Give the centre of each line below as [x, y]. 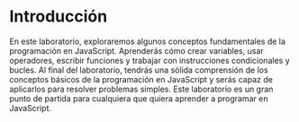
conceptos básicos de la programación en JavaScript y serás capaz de [141, 79]
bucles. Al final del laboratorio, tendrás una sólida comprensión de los [139, 70]
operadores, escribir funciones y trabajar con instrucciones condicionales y [149, 60]
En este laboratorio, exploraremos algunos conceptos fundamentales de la [148, 41]
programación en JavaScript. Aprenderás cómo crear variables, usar [136, 50]
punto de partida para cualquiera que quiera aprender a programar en [139, 98]
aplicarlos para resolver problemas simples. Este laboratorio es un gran [141, 89]
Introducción [59, 17]
